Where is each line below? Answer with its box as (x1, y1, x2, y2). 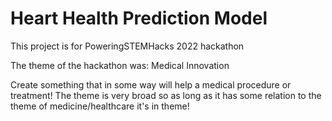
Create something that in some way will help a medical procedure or (10, 78, 292, 91)
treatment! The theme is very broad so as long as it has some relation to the (10, 89, 322, 101)
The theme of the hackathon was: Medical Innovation (10, 59, 230, 71)
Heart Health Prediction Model (10, 7, 268, 30)
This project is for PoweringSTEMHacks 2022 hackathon (10, 40, 245, 52)
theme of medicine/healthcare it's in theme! (10, 100, 190, 112)
